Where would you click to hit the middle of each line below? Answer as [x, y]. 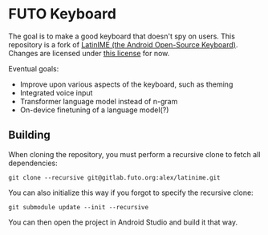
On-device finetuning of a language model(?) [94, 110]
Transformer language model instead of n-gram [99, 101]
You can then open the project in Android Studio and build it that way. [123, 222]
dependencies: [33, 163]
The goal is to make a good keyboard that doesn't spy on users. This [122, 36]
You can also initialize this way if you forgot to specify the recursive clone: [131, 192]
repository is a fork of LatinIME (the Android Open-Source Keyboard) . [123, 44]
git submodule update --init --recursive [79, 207]
